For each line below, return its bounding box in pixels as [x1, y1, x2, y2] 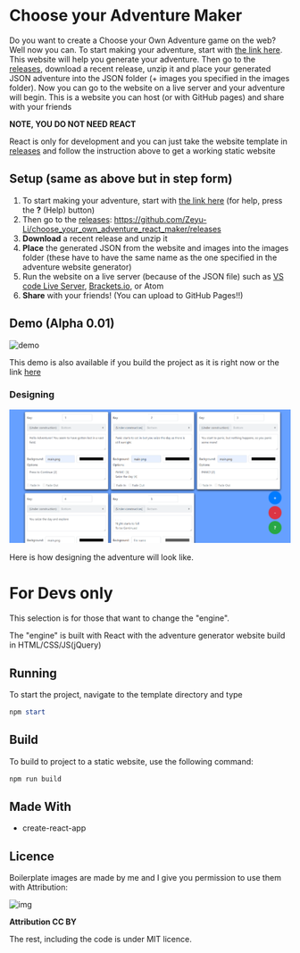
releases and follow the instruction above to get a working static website [9, 145, 276, 156]
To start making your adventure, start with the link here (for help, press [21, 195, 283, 205]
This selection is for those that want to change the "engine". [9, 613, 230, 623]
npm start [9, 707, 46, 717]
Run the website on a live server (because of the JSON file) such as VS [21, 271, 284, 281]
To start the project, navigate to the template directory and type [9, 690, 243, 700]
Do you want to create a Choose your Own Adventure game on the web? [9, 35, 277, 46]
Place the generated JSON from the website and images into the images [21, 242, 289, 253]
